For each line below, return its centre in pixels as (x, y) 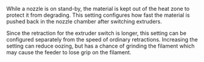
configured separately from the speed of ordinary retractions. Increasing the (102, 39)
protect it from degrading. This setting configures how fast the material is (98, 15)
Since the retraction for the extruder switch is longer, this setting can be (97, 33)
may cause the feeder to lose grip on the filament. (69, 52)
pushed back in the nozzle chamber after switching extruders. (84, 21)
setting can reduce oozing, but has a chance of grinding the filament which (100, 46)
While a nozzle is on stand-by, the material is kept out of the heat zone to (98, 9)
